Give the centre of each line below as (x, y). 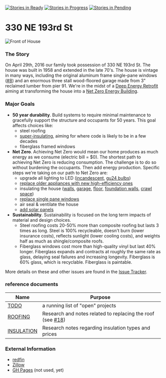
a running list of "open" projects (79, 305)
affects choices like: (33, 125)
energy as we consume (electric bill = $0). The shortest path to (77, 157)
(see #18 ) (54, 320)
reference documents (32, 284)
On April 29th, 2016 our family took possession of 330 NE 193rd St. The (78, 65)
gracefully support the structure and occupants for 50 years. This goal (84, 120)
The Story (17, 54)
